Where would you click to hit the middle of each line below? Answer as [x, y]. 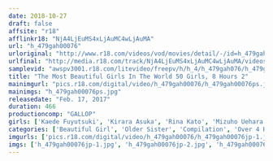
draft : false [30, 24]
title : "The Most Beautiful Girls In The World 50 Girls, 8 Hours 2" [129, 76]
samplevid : [27, 69]
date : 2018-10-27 [38, 16]
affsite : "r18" [34, 31]
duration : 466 [32, 107]
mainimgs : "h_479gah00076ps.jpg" [65, 91]
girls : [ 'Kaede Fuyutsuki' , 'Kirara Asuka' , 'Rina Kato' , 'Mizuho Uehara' [138, 122]
